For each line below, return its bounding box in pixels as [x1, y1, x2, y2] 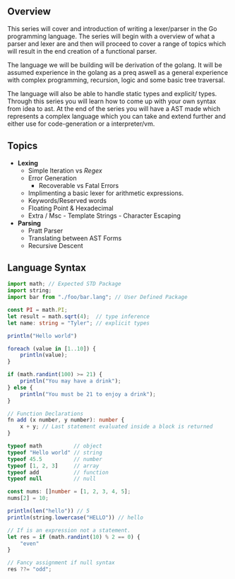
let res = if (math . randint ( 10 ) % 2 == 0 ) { [7, 533, 140, 540]
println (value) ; [20, 351, 68, 359]
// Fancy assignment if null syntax [7, 559, 115, 566]
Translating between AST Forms [28, 233, 122, 242]
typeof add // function [7, 469, 109, 476]
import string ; [7, 287, 52, 294]
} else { [7, 384, 33, 391]
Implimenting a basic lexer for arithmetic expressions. [28, 189, 184, 197]
